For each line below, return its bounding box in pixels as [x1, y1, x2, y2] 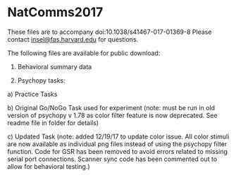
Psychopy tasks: [17, 76, 66, 85]
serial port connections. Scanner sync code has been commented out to [7, 155, 218, 163]
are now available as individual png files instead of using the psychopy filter [7, 139, 228, 148]
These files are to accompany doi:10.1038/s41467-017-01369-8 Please [7, 28, 212, 36]
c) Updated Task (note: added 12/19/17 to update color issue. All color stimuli [7, 132, 230, 141]
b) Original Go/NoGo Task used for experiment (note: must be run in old [7, 103, 216, 112]
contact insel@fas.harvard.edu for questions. [7, 35, 139, 43]
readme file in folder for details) [7, 118, 99, 127]
